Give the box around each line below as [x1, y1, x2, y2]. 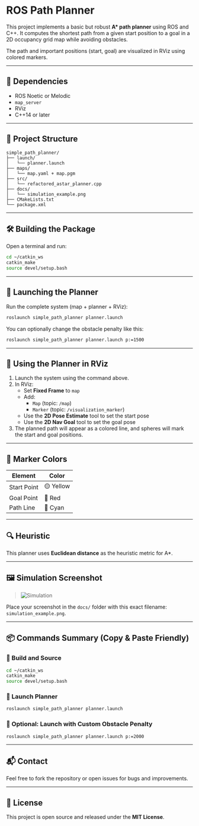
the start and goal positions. [14, 431, 84, 438]
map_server [14, 99, 42, 106]
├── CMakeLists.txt [6, 197, 54, 202]
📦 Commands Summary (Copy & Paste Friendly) [6, 633, 190, 643]
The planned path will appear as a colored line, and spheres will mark [14, 425, 185, 432]
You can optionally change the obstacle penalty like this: [6, 325, 144, 333]
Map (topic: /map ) [32, 400, 72, 407]
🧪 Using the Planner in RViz [6, 359, 108, 369]
